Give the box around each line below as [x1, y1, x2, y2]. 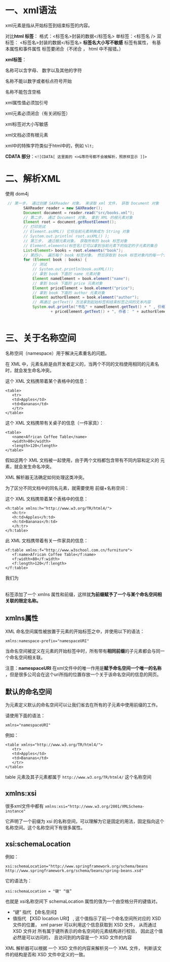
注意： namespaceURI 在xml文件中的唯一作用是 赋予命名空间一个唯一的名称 [5, 665, 162, 671]
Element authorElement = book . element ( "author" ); [32, 295, 139, 300]
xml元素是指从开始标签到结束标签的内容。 [5, 22, 93, 28]
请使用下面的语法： [5, 712, 46, 719]
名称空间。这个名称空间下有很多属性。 [5, 825, 85, 831]
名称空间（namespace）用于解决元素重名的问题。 [5, 350, 110, 356]
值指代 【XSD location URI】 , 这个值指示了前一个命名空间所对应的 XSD [12, 915, 161, 921]
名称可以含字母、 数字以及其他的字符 [5, 67, 82, 73]
